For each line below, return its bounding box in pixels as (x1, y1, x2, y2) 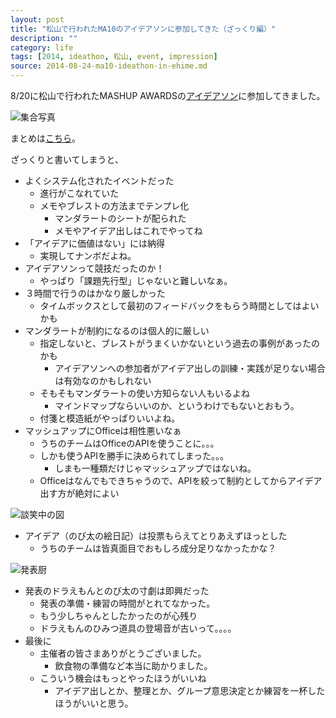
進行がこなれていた (39, 187, 120, 199)
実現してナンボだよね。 (39, 250, 137, 261)
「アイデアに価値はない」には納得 (24, 237, 166, 249)
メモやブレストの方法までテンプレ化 (39, 200, 190, 211)
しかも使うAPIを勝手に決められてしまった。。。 (39, 450, 229, 461)
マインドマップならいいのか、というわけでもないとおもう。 (54, 400, 300, 411)
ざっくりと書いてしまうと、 (10, 154, 125, 165)
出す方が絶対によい (39, 487, 120, 499)
